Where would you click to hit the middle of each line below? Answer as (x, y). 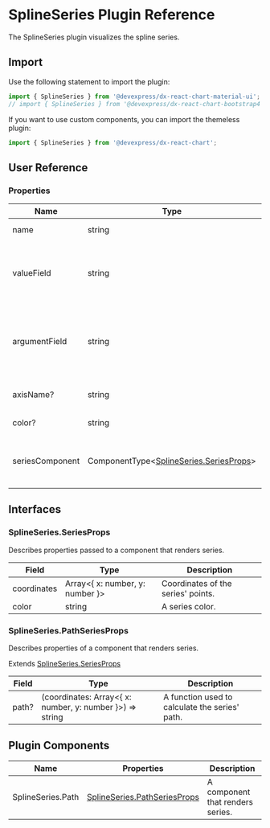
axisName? (33, 395)
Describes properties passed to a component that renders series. (117, 550)
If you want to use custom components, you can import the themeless (124, 119)
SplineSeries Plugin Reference (112, 15)
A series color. (189, 606)
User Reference (48, 168)
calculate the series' (201, 707)
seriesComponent (46, 461)
